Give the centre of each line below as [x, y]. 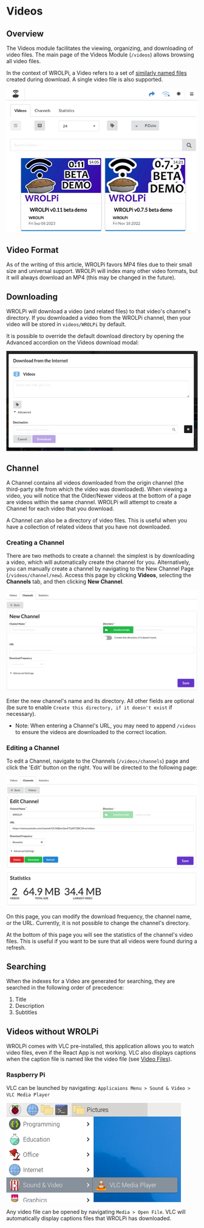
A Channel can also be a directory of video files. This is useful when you [97, 521]
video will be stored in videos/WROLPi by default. [66, 324]
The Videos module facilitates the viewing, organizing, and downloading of [100, 48]
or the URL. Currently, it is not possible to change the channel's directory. [98, 923]
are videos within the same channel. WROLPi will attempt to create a [92, 502]
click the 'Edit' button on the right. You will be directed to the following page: [102, 767]
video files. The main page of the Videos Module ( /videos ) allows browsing [100, 55]
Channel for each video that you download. [60, 508]
